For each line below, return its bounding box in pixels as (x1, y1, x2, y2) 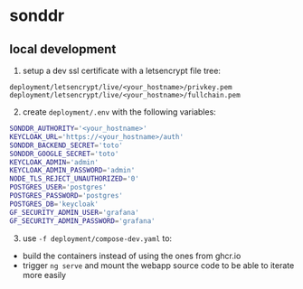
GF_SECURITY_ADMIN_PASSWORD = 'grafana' (9, 216, 156, 226)
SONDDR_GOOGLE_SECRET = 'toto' (9, 149, 119, 158)
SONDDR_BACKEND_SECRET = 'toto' (9, 141, 124, 150)
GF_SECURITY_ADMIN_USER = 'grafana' (9, 208, 140, 217)
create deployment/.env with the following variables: (22, 107, 217, 117)
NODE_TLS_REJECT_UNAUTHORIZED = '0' (9, 174, 140, 183)
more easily (22, 269, 66, 280)
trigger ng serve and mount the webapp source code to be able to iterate (22, 259, 295, 271)
